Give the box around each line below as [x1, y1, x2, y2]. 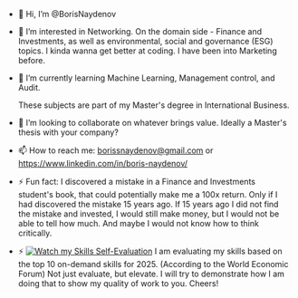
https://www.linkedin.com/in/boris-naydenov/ [17, 159, 188, 168]
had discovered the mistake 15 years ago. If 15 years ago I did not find [17, 199, 279, 209]
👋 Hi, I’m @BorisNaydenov [17, 9, 117, 19]
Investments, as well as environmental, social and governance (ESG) [17, 36, 274, 46]
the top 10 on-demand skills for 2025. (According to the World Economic [17, 259, 289, 269]
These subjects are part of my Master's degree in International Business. [17, 100, 290, 111]
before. [17, 55, 45, 65]
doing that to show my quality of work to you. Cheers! [17, 278, 219, 289]
